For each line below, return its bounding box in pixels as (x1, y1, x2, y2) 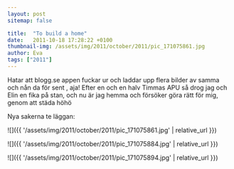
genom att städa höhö (7, 98, 73, 107)
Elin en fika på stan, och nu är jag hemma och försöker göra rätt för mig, (7, 90, 218, 99)
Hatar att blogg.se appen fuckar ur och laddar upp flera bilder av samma (7, 75, 220, 84)
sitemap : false (7, 17, 53, 24)
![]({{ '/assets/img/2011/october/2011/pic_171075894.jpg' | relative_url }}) (7, 153, 218, 162)
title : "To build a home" (7, 30, 87, 37)
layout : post (7, 10, 46, 18)
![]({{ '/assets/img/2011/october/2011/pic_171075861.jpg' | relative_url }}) (7, 126, 217, 134)
